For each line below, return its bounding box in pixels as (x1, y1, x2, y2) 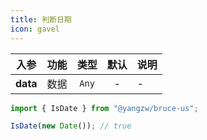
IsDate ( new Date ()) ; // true (10, 121, 132, 131)
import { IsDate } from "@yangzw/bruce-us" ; (10, 103, 199, 113)
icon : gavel (10, 24, 60, 34)
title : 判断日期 (10, 14, 72, 25)
